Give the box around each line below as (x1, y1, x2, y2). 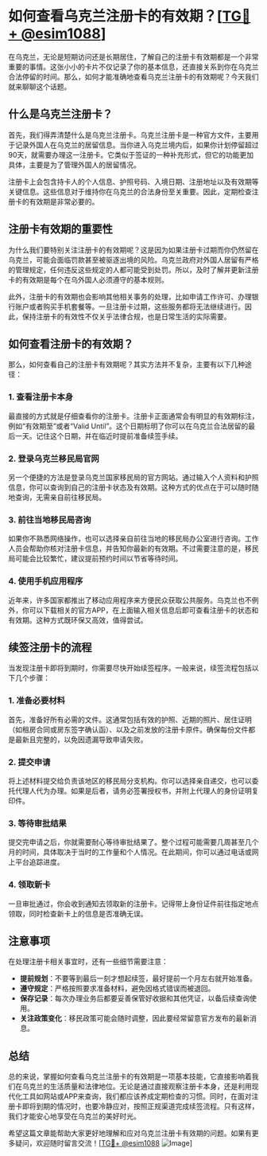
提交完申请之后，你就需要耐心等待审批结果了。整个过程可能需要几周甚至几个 (8, 838, 259, 847)
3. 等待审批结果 (8, 818, 68, 829)
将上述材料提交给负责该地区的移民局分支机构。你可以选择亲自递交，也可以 (8, 775, 252, 785)
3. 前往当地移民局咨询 (8, 514, 91, 525)
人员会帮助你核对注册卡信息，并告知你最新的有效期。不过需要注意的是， (8, 544, 245, 553)
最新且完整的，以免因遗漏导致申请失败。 (14, 734, 148, 744)
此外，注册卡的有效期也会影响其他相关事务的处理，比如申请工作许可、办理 (8, 291, 252, 301)
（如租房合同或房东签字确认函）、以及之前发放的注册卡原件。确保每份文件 (8, 724, 249, 734)
